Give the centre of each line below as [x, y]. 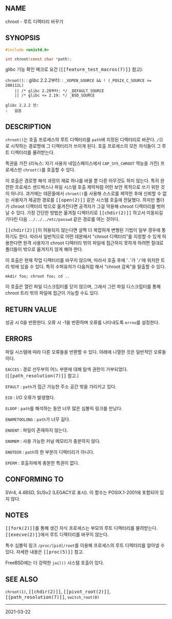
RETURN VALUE [31, 309]
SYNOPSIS [23, 38]
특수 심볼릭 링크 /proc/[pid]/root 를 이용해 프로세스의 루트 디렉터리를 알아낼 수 [85, 546]
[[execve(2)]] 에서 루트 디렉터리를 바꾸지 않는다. [57, 535]
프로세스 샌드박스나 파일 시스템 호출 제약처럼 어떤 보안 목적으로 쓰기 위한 [87, 187]
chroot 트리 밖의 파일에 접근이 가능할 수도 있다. [52, 293]
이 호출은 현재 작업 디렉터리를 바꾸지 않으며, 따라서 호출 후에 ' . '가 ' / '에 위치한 [82, 260]
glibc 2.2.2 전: [22, 105]
